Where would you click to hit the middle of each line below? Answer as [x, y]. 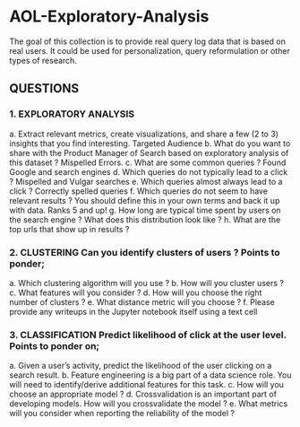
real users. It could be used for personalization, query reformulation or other [150, 50]
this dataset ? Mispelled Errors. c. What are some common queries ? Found [148, 162]
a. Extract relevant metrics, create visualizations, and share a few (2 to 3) [144, 134]
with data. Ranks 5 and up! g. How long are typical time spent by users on [145, 210]
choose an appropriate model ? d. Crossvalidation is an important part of [143, 394]
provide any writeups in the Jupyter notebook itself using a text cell [133, 311]
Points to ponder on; [55, 345]
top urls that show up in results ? [69, 229]
